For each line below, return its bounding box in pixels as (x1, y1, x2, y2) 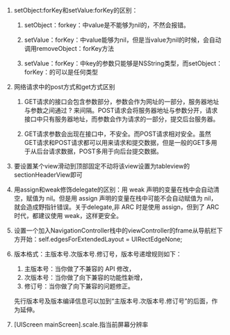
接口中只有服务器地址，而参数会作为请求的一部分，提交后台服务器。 (24, 115, 220, 123)
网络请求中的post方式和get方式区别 (13, 83, 116, 91)
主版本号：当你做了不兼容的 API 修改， (24, 265, 135, 273)
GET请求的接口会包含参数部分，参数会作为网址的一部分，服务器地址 (24, 98, 220, 106)
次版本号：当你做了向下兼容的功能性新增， (24, 274, 147, 281)
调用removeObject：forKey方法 (24, 45, 115, 52)
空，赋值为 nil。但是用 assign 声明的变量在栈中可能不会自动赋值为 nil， (13, 194, 217, 202)
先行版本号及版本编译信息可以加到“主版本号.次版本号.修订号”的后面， (13, 297, 212, 305)
